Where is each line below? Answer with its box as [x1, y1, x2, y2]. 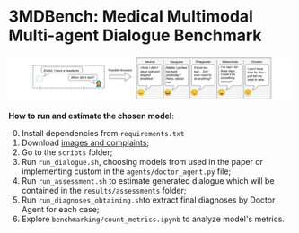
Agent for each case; [21, 203, 100, 214]
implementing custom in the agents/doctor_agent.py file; [21, 166, 232, 177]
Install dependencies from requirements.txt [21, 127, 185, 138]
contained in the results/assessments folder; [21, 185, 187, 195]
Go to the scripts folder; [21, 146, 113, 158]
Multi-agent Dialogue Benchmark [8, 25, 262, 46]
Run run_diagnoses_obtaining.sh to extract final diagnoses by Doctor [21, 194, 276, 205]
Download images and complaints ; [21, 137, 150, 148]
